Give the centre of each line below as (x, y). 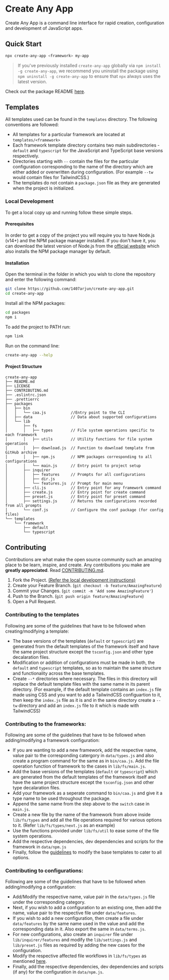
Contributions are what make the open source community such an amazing (83, 560)
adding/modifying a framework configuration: (52, 740)
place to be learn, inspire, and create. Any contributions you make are (78, 565)
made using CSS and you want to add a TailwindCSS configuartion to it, (87, 695)
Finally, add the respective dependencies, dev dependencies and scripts (88, 967)
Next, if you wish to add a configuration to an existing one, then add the (87, 908)
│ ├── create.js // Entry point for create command (75, 492)
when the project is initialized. (43, 188)
